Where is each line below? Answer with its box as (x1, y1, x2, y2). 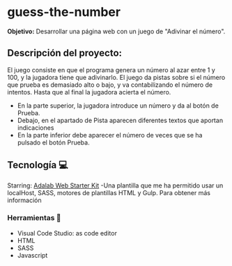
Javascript (17, 251, 48, 259)
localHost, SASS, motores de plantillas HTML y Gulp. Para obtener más (7, 188, 211, 197)
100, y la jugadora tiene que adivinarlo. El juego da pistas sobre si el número (7, 73, 226, 81)
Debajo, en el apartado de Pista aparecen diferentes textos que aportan (17, 116, 224, 124)
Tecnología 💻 (7, 159, 68, 171)
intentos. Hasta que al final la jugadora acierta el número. (7, 88, 171, 96)
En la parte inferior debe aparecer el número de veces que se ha (17, 131, 203, 139)
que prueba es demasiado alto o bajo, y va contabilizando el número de (7, 81, 213, 89)
